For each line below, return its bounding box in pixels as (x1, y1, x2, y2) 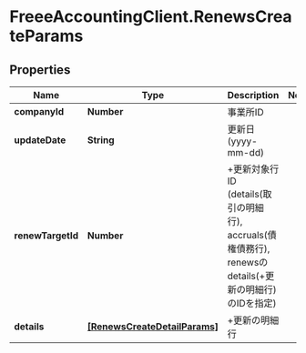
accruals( (227, 229, 269, 241)
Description (227, 89, 280, 101)
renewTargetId (14, 229, 79, 242)
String (87, 134, 116, 146)
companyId (14, 106, 65, 117)
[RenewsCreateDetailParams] (87, 320, 219, 333)
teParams (9, 25, 84, 46)
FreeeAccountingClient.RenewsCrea (9, 6, 293, 27)
